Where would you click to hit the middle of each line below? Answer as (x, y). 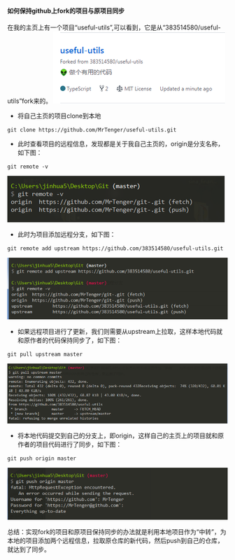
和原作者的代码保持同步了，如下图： (70, 340)
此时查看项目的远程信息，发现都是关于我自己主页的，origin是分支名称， (121, 144)
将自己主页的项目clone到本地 (59, 116)
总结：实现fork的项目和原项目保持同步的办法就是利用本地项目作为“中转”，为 (117, 531)
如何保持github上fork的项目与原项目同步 (66, 10)
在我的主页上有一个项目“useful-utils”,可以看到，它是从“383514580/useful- (114, 27)
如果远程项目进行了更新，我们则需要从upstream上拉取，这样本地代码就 (120, 332)
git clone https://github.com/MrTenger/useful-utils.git (92, 130)
